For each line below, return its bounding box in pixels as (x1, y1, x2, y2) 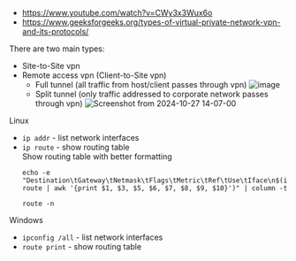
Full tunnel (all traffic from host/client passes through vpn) (34, 80, 247, 89)
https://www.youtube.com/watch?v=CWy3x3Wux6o (21, 8, 213, 18)
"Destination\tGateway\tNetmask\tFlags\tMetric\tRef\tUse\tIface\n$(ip (21, 176, 292, 185)
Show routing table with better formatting (21, 151, 172, 162)
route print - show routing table (21, 242, 142, 251)
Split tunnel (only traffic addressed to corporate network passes (34, 88, 269, 99)
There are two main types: (9, 43, 105, 54)
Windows (9, 215, 44, 225)
